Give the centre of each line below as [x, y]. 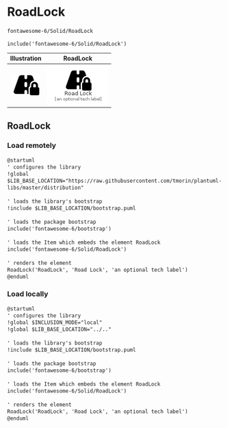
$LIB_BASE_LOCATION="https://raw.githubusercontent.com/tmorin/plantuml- [115, 181]
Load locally [28, 294]
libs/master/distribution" [46, 188]
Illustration [26, 58]
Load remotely [32, 145]
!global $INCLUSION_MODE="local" [55, 323]
